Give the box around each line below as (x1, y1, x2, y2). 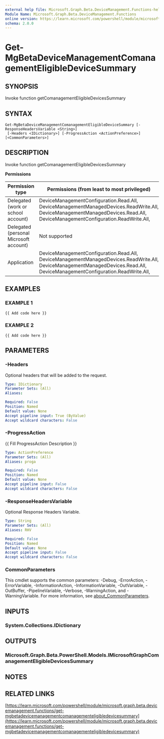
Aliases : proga (5, 459, 36, 464)
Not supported (39, 232, 73, 239)
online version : (5, 16, 38, 21)
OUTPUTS (5, 637, 37, 645)
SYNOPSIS (5, 82, 39, 91)
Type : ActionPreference (5, 450, 54, 455)
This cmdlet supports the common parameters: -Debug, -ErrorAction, (5, 577, 145, 583)
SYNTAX (5, 109, 33, 118)
